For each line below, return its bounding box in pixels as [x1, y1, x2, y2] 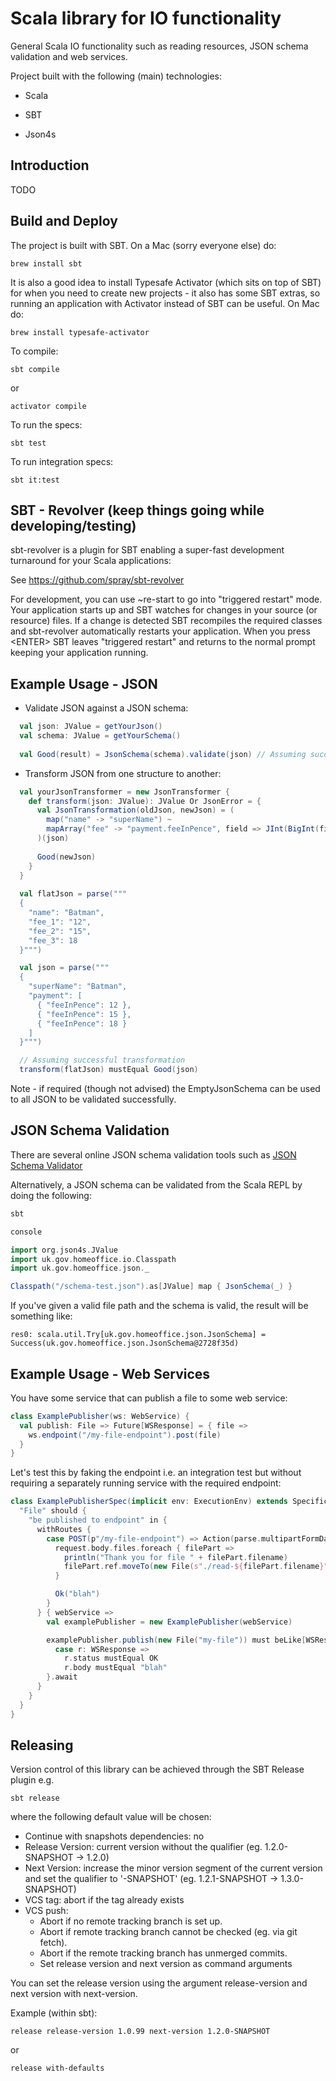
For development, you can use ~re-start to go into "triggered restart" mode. [10, 593, 323, 606]
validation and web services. [10, 50, 128, 62]
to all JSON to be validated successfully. [10, 1093, 177, 1106]
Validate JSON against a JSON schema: [24, 702, 189, 714]
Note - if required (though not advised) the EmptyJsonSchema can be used [10, 1083, 321, 1095]
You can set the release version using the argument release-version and [10, 1977, 308, 1989]
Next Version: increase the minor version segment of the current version [24, 1862, 323, 1874]
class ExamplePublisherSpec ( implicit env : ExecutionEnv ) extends [10, 1497, 288, 1507]
